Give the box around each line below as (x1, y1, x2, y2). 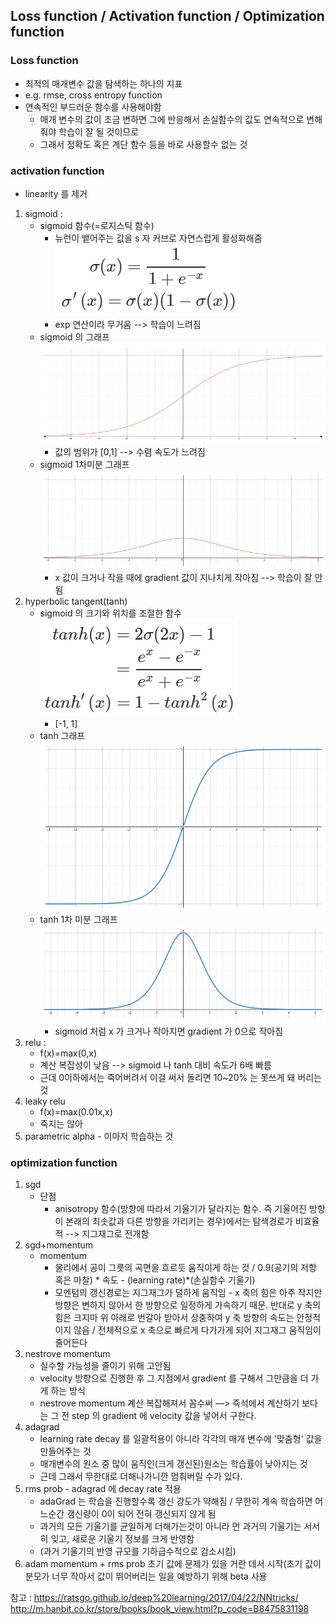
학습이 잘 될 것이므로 (58, 125, 140, 138)
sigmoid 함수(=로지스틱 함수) (39, 219, 155, 231)
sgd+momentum (24, 1239, 94, 1251)
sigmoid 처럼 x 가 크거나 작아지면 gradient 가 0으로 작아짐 (54, 1025, 284, 1037)
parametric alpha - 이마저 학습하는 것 (24, 1130, 174, 1142)
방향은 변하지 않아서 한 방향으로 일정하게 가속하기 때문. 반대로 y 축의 (54, 1299, 322, 1311)
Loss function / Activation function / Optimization (10, 8, 325, 25)
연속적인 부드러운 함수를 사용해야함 (24, 100, 162, 113)
